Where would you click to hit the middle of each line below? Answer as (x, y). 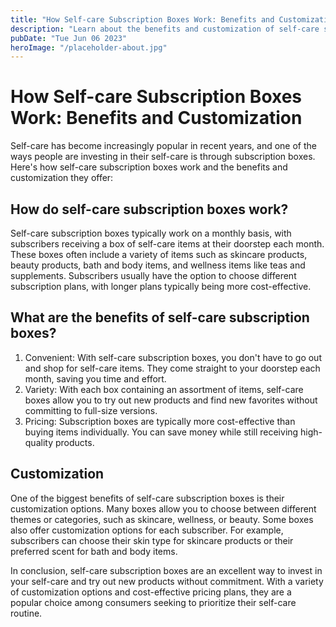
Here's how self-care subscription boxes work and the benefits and (149, 167)
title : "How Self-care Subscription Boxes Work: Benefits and (142, 19)
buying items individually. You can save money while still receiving (161, 432)
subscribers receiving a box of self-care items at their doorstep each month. (167, 244)
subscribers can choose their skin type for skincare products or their (152, 540)
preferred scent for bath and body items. (94, 551)
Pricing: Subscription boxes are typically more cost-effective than (160, 421)
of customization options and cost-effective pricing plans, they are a (151, 592)
